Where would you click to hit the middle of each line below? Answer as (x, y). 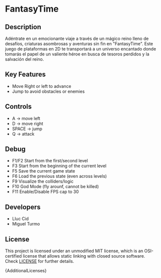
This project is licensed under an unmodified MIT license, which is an (74, 251)
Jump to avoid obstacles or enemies (48, 91)
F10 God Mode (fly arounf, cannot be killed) (56, 187)
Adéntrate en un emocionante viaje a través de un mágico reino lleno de (77, 38)
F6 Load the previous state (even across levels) (59, 176)
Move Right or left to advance (41, 86)
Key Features (25, 75)
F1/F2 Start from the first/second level (50, 161)
